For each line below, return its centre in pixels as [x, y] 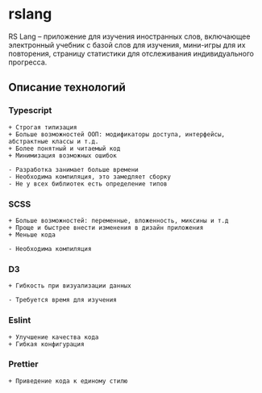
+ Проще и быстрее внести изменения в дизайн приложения [106, 228]
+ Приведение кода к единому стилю [68, 381]
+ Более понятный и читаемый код [64, 148]
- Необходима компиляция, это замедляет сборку [90, 177]
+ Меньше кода [32, 235]
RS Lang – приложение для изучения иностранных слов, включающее [129, 36]
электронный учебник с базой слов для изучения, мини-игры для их [127, 44]
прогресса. [28, 62]
